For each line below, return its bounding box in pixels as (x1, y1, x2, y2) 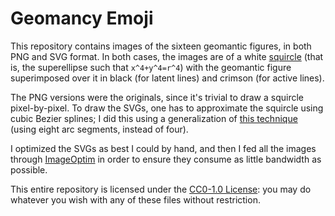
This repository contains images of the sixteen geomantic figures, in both (10, 40, 312, 52)
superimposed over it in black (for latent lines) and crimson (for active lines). (10, 72, 325, 84)
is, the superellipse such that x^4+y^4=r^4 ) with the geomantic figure (10, 61, 292, 73)
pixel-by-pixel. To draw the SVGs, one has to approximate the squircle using (10, 102, 324, 114)
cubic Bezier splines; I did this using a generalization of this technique (10, 112, 298, 124)
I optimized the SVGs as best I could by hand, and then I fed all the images (10, 142, 317, 154)
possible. (10, 163, 48, 176)
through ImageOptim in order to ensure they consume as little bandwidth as (10, 153, 322, 165)
